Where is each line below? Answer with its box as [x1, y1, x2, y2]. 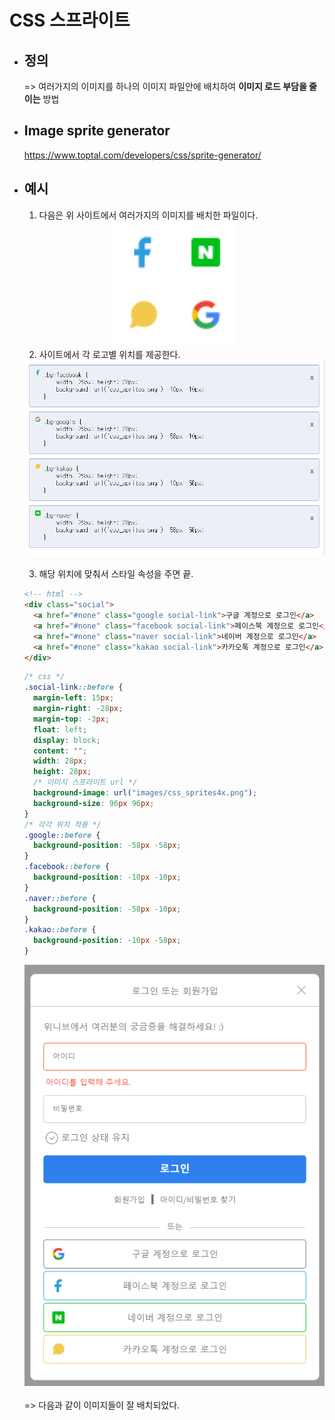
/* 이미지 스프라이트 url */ [33, 777, 138, 788]
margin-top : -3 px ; [33, 714, 110, 724]
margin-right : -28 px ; [33, 704, 124, 714]
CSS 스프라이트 [9, 9, 131, 32]
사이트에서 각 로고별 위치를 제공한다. [38, 348, 181, 360]
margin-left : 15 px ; [33, 693, 115, 703]
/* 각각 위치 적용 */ [23, 819, 102, 830]
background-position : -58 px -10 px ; [33, 904, 182, 914]
